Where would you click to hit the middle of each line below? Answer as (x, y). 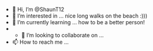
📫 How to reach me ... (40, 42)
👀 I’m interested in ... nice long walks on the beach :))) (80, 16)
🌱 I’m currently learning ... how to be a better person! (78, 22)
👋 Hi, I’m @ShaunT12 (38, 9)
